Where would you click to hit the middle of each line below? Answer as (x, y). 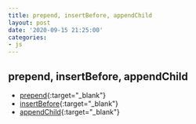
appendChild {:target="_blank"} (69, 111)
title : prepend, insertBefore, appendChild (80, 15)
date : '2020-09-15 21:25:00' (56, 30)
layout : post (29, 23)
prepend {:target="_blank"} (62, 95)
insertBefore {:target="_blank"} (69, 104)
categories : (27, 37)
